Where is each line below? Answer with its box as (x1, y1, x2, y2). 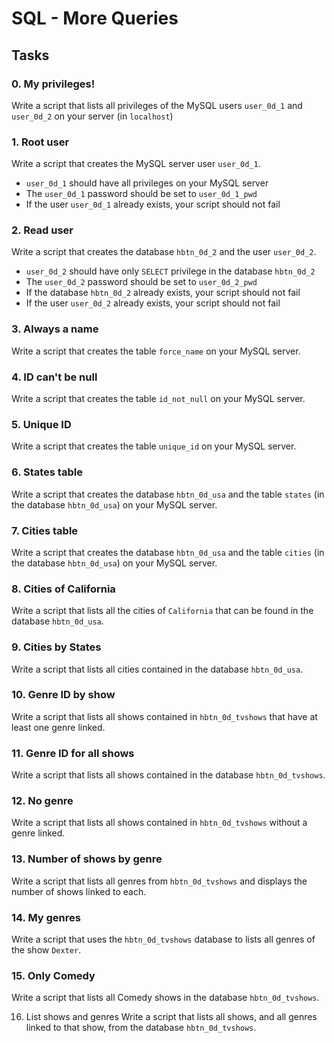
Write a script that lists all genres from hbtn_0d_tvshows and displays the (11, 875, 308, 887)
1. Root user (11, 135, 70, 149)
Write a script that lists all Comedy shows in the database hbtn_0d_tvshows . (11, 992, 320, 1004)
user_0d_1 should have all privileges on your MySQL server (25, 177, 269, 189)
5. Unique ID (11, 417, 72, 431)
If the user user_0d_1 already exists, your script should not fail (25, 198, 281, 211)
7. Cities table (11, 523, 79, 537)
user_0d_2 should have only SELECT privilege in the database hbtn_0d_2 (25, 265, 316, 277)
